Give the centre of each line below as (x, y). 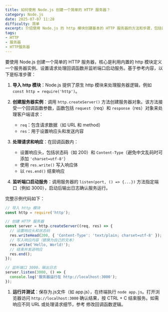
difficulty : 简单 (22, 24)
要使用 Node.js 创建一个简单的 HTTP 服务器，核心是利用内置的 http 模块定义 (84, 62)
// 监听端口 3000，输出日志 (31, 268)
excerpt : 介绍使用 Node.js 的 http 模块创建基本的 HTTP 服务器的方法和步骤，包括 (83, 28)
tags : (11, 33)
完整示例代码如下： (25, 198)
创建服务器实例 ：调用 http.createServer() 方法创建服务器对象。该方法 (85, 102)
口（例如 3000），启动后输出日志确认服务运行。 (61, 188)
